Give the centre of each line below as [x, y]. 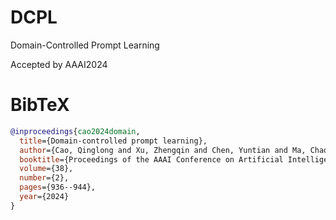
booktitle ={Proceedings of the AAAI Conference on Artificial [151, 159]
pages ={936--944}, [58, 187]
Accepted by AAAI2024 [59, 64]
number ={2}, [44, 178]
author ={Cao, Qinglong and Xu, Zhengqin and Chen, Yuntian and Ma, [163, 150]
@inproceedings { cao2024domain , [75, 131]
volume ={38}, [46, 169]
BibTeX [40, 105]
